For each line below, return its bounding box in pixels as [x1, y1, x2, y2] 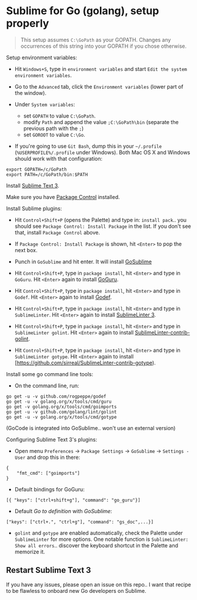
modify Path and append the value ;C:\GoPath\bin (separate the [23, 118, 179, 125]
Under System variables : [14, 100, 75, 107]
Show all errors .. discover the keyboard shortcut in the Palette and [14, 542, 178, 549]
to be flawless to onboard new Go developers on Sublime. [6, 587, 146, 594]
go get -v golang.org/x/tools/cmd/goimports [6, 403, 117, 410]
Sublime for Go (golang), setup [6, 4, 159, 18]
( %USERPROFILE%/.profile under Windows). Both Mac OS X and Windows [14, 149, 191, 156]
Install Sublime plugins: [6, 205, 62, 212]
